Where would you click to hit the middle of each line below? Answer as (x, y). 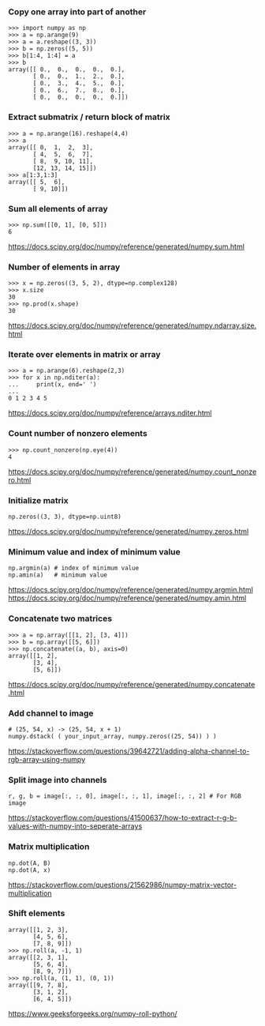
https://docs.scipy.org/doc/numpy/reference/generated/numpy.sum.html (126, 246)
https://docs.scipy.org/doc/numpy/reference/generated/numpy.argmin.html (131, 590)
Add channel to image (51, 713)
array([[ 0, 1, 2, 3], (50, 147)
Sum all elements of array (58, 209)
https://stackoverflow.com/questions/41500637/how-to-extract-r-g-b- (123, 818)
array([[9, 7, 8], (38, 985)
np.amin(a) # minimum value (58, 575)
